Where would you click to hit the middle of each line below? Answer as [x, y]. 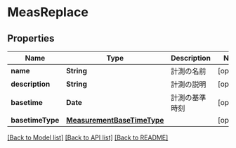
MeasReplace [48, 12]
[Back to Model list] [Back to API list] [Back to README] [88, 137]
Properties [31, 38]
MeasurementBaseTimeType [115, 120]
